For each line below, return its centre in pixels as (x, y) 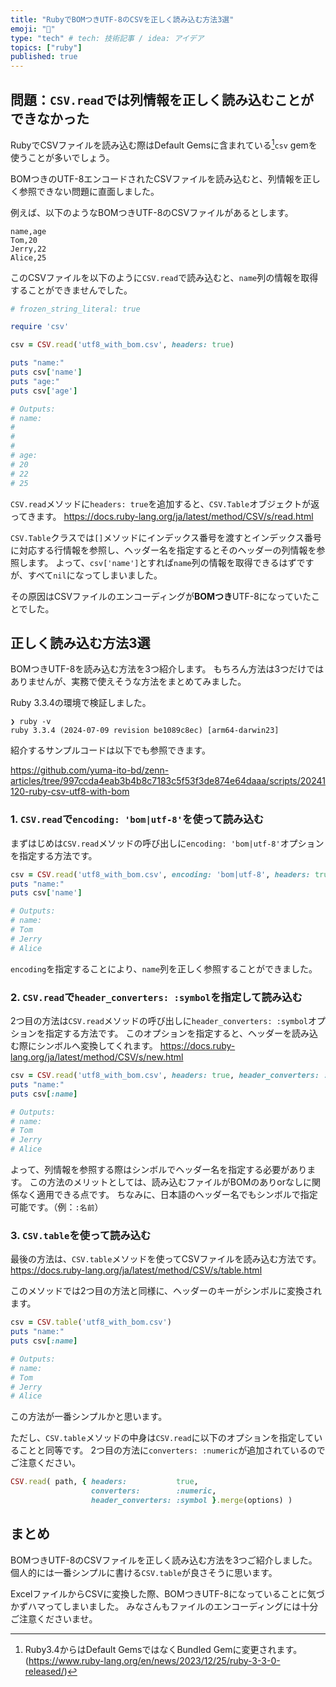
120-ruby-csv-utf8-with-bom (70, 792)
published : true (44, 57)
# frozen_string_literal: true (75, 309)
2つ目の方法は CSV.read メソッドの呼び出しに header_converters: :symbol (159, 1020)
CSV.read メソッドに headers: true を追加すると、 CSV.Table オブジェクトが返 (165, 503)
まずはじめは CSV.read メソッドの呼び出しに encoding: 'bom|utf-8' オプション (167, 843)
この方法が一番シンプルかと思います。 (89, 1417)
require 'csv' (40, 327)
